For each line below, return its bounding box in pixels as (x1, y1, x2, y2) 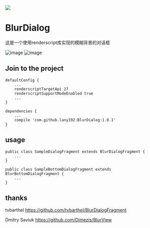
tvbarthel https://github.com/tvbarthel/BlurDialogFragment (5, 207, 127, 213)
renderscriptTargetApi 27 (14, 86, 69, 92)
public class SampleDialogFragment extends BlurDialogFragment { (5, 149, 145, 154)
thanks (5, 194, 28, 202)
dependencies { (5, 109, 37, 114)
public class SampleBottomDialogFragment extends (5, 167, 112, 172)
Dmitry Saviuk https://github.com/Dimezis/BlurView (5, 217, 112, 223)
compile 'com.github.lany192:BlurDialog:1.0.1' (14, 117, 116, 122)
